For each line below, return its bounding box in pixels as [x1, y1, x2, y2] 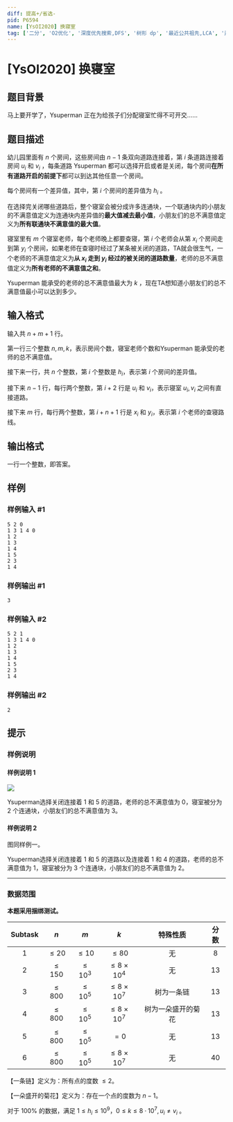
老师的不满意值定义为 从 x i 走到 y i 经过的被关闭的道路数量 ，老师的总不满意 [12, 254, 224, 264]
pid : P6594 [7, 17, 39, 24]
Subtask [10, 929, 39, 939]
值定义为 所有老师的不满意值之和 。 [7, 264, 105, 273]
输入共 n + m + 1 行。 [7, 329, 67, 337]
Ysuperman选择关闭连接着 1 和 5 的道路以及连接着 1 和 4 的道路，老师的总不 [7, 855, 224, 864]
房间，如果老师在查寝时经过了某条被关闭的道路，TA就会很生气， [33, 244, 218, 253]
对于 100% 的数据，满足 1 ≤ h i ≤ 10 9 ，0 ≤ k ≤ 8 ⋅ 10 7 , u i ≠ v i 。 [7, 1105, 186, 1116]
